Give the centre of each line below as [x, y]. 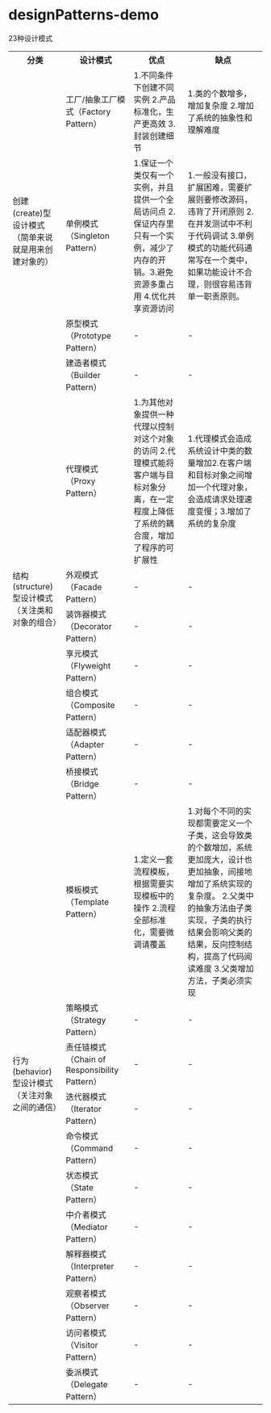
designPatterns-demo [84, 15]
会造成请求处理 [216, 499]
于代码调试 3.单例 [221, 236]
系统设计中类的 [216, 451]
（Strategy [86, 1020]
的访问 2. [150, 451]
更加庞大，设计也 [220, 859]
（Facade [84, 587]
